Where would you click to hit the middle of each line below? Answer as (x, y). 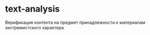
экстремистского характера (35, 27)
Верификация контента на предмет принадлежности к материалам (75, 22)
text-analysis (32, 9)
